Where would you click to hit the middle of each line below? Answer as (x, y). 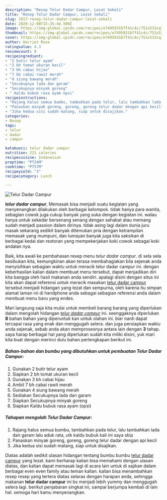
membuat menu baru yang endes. (40, 299)
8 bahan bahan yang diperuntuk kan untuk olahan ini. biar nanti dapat (76, 318)
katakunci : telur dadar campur (38, 148)
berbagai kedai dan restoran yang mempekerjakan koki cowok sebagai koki (83, 241)
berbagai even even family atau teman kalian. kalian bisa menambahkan (79, 471)
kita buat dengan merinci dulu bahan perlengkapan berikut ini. (69, 340)
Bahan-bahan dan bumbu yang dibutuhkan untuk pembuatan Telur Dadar (83, 351)
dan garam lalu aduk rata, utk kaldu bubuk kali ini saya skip (73, 435)
